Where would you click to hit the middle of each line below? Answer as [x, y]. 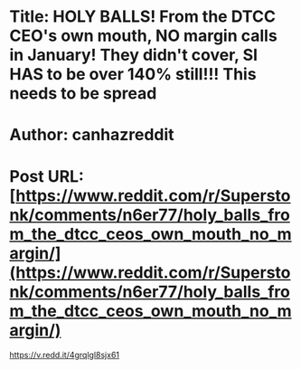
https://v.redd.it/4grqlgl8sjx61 [65, 355]
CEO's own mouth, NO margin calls [143, 36]
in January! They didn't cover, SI [134, 55]
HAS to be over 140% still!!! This [133, 75]
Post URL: [47, 176]
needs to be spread [83, 94]
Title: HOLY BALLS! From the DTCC [142, 17]
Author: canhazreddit [92, 135]
